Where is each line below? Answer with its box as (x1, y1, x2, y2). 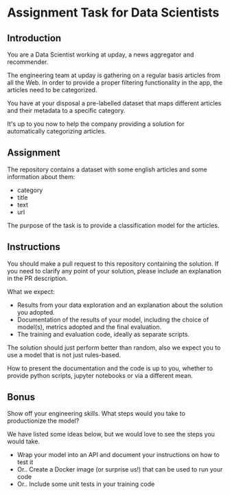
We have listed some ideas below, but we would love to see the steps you (7, 430, 215, 439)
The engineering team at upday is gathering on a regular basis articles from (7, 71, 221, 79)
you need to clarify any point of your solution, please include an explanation (7, 266, 222, 275)
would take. (7, 437, 40, 445)
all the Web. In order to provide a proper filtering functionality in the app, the (7, 78, 223, 87)
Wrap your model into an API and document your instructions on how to (16, 451, 220, 459)
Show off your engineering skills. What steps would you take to (7, 410, 185, 418)
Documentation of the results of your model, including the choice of (16, 315, 209, 324)
